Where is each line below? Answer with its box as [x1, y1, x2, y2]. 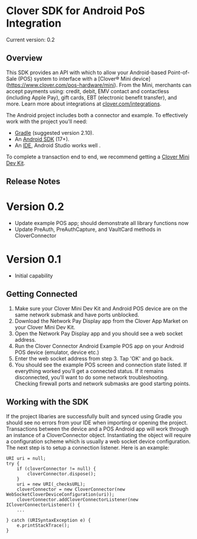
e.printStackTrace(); [17, 523, 70, 528]
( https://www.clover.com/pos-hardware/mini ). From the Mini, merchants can [6, 81, 192, 88]
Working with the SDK [6, 397, 89, 407]
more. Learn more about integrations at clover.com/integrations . [6, 100, 162, 107]
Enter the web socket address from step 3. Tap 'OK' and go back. [14, 355, 174, 362]
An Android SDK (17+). [14, 135, 70, 143]
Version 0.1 [6, 253, 61, 266]
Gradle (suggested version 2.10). [14, 129, 94, 136]
